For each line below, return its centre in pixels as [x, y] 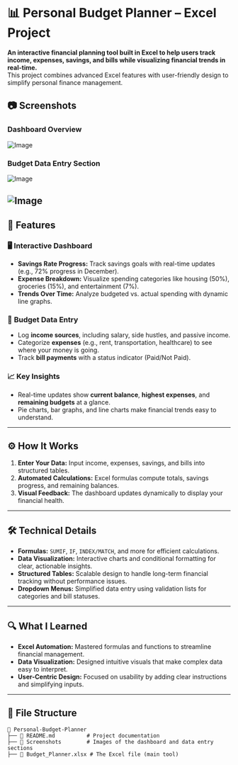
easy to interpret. [43, 669]
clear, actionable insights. [55, 566]
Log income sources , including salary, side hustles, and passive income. [124, 335]
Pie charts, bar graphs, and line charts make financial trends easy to [117, 409]
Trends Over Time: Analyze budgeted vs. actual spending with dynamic [123, 294]
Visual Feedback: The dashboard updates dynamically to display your [120, 493]
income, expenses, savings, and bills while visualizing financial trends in [117, 59]
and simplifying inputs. [51, 684]
